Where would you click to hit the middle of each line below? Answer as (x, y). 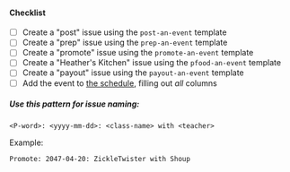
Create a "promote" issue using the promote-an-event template (138, 53)
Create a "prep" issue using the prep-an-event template (125, 43)
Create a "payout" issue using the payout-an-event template (133, 73)
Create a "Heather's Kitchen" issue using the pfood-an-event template (151, 63)
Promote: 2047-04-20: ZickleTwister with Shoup (100, 159)
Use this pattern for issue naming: (75, 104)
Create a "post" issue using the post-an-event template (124, 32)
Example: (26, 142)
